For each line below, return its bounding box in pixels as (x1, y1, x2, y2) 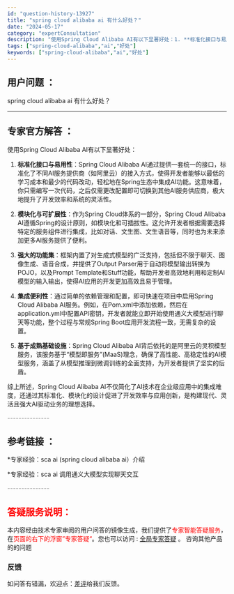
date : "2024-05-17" (7, 23, 64, 30)
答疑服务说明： (7, 506, 72, 518)
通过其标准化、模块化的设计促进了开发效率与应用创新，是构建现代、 (25, 391, 221, 399)
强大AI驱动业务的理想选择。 (19, 399, 99, 408)
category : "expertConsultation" (7, 29, 101, 37)
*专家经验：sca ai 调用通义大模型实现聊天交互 (7, 470, 139, 478)
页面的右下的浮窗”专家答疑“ (13, 535, 93, 543)
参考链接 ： (7, 435, 56, 447)
